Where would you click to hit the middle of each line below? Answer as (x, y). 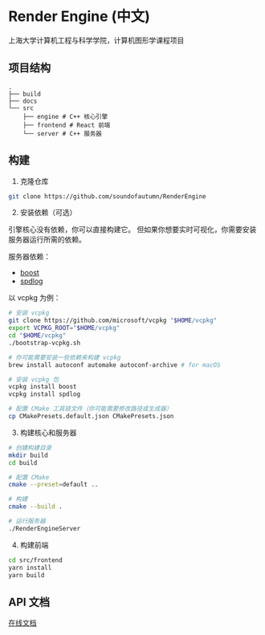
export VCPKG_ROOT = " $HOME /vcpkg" (64, 328)
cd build (23, 462)
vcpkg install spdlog (45, 394)
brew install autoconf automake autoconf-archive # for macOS (114, 365)
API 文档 (29, 602)
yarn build (26, 575)
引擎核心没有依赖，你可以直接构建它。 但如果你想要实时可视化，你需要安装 (132, 230)
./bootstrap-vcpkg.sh (45, 343)
